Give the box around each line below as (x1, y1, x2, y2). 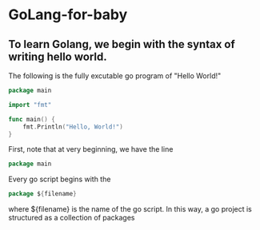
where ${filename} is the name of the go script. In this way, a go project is (8, 204, 252, 214)
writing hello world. (8, 50, 107, 63)
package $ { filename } (8, 190, 78, 198)
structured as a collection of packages (8, 213, 135, 223)
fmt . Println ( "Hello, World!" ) (22, 122, 124, 131)
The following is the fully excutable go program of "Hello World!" (8, 71, 222, 81)
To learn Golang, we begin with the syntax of (8, 38, 236, 51)
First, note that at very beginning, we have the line (8, 145, 174, 154)
